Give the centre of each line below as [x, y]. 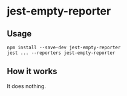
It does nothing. [26, 86]
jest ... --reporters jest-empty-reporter [61, 53]
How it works [32, 71]
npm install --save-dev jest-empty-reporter [64, 47]
